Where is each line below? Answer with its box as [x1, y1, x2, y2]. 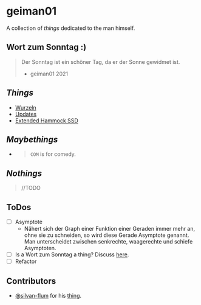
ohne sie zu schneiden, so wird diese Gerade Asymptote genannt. [24, 231, 189, 239]
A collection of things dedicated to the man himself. [6, 24, 135, 32]
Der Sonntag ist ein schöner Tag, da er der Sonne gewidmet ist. [21, 58, 180, 65]
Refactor [15, 258, 37, 265]
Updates [15, 110, 37, 117]
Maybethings [6, 134, 58, 144]
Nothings [6, 168, 43, 178]
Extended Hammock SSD [15, 117, 79, 124]
